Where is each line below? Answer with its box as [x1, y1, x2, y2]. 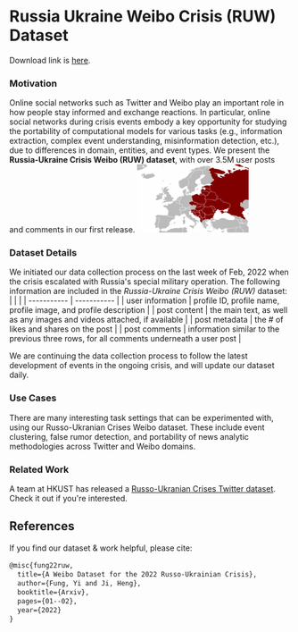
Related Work [9, 463, 70, 476]
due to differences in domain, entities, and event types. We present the [9, 145, 270, 156]
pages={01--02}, [17, 596, 78, 605]
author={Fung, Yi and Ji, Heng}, [17, 578, 142, 587]
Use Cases [9, 392, 57, 404]
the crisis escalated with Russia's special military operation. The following [9, 276, 281, 287]
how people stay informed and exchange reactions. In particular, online [9, 107, 270, 118]
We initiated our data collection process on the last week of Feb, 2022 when [9, 266, 290, 278]
